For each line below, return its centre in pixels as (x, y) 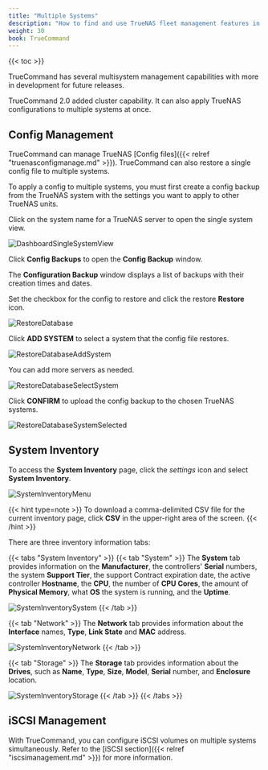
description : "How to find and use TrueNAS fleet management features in (134, 23)
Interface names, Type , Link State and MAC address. (97, 632)
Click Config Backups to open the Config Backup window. (106, 259)
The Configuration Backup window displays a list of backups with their (126, 275)
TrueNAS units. (33, 204)
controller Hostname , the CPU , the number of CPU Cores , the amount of (128, 583)
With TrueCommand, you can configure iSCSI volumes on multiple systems (132, 740)
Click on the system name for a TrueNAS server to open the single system (131, 220)
